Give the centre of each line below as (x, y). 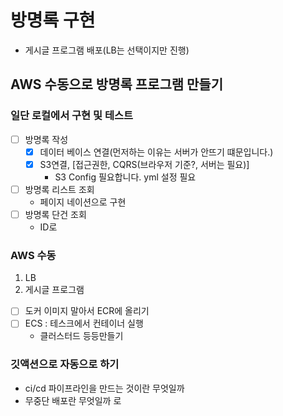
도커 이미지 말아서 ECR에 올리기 (87, 311)
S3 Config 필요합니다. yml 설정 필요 (125, 177)
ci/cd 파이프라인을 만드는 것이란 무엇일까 (104, 388)
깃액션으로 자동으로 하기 (65, 364)
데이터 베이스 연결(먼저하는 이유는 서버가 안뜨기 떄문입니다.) (156, 152)
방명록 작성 (46, 139)
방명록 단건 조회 (55, 214)
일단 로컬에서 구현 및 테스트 (72, 116)
